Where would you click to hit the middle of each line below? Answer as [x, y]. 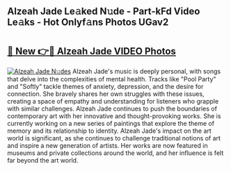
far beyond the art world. [43, 160]
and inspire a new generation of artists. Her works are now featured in [107, 146]
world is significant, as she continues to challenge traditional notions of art [114, 138]
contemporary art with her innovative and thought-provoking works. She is [114, 116]
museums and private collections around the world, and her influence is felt [115, 153]
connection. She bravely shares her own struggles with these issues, [106, 94]
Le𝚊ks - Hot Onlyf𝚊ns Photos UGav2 [88, 23]
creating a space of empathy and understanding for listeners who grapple [113, 101]
